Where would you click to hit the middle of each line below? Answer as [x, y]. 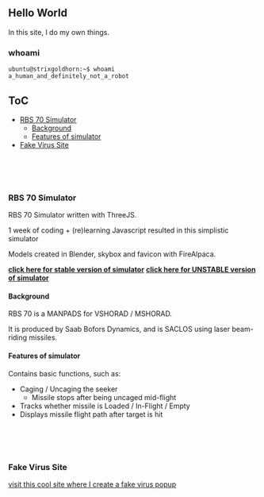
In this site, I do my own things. [59, 32]
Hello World [38, 13]
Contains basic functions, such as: [65, 373]
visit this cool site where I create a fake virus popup [92, 484]
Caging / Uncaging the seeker [69, 389]
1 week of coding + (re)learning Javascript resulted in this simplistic [119, 230]
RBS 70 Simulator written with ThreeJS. [73, 215]
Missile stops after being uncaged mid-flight [104, 397]
